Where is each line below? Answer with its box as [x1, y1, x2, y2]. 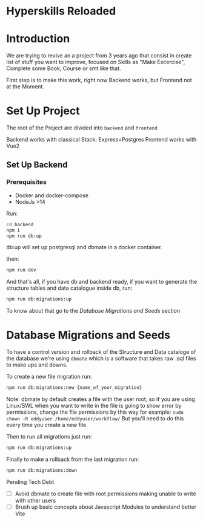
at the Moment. [6, 83, 44, 90]
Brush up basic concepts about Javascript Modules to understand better [15, 503, 197, 511]
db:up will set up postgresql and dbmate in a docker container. [6, 244, 162, 251]
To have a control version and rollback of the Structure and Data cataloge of [6, 348, 196, 356]
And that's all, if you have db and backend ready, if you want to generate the [6, 278, 198, 285]
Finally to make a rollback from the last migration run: [6, 455, 139, 463]
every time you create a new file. [6, 421, 88, 428]
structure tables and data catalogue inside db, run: [6, 284, 133, 292]
